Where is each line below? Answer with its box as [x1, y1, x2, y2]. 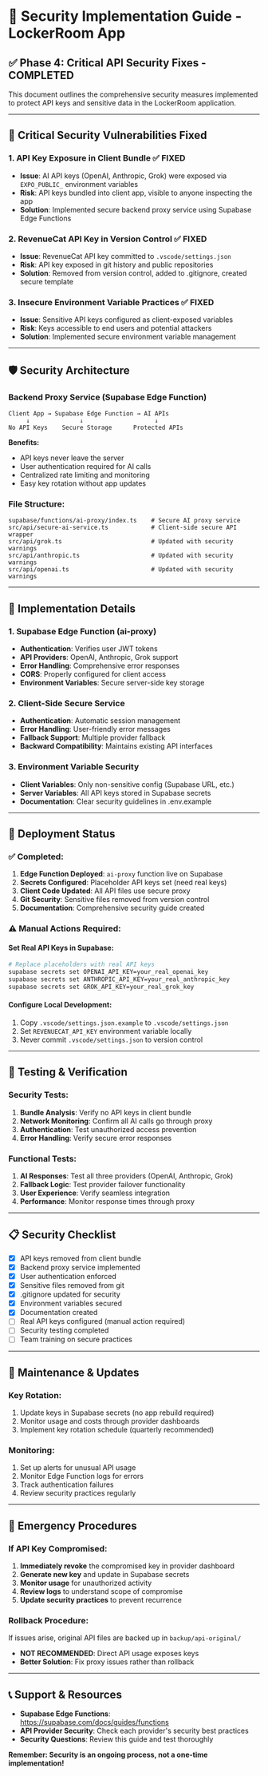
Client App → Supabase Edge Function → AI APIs [8, 409, 170, 418]
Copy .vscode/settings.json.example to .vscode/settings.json [19, 1018, 229, 1027]
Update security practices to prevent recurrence [19, 1595, 182, 1605]
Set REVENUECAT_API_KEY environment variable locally [19, 1027, 192, 1036]
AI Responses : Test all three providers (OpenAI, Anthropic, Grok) [19, 1171, 234, 1181]
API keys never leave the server [19, 453, 124, 463]
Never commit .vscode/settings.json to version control [19, 1035, 203, 1045]
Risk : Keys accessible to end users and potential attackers [19, 324, 212, 333]
